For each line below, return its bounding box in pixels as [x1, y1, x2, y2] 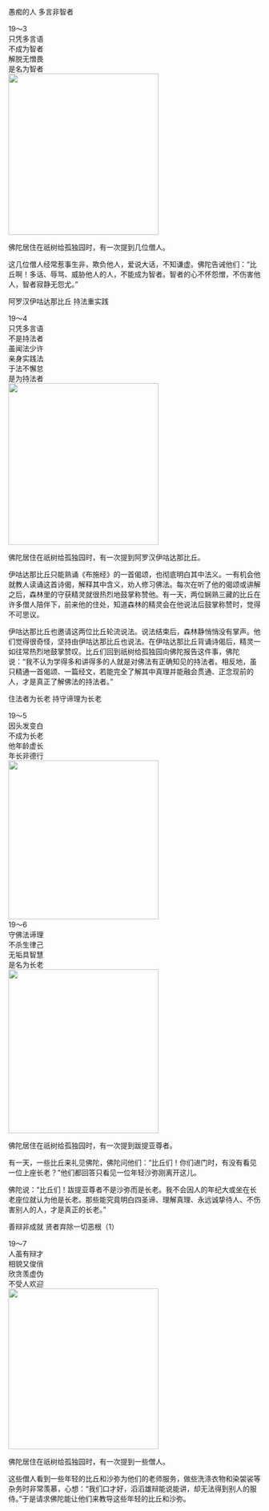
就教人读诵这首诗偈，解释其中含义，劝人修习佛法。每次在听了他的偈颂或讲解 [8, 580, 261, 589]
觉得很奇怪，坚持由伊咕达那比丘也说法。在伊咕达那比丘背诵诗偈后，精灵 [14, 636, 254, 646]
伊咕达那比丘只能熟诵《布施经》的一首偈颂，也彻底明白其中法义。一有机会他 [8, 570, 261, 579]
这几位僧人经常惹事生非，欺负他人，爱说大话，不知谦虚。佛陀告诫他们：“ [8, 260, 251, 269]
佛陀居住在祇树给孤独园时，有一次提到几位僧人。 [8, 243, 170, 252]
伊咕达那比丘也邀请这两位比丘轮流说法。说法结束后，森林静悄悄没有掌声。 [8, 627, 254, 636]
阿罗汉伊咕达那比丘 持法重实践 [8, 297, 109, 306]
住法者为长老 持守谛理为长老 [8, 694, 102, 703]
